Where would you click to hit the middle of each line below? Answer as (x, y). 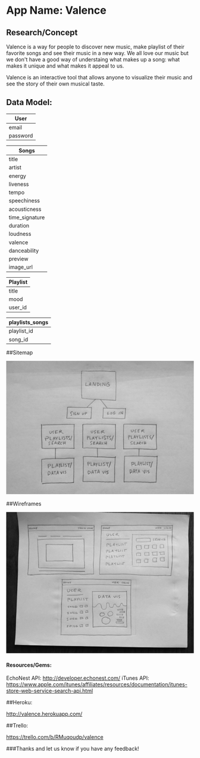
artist (15, 167)
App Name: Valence (57, 10)
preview (18, 259)
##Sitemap (20, 352)
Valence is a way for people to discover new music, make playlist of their (95, 47)
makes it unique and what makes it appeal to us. (65, 66)
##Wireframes (24, 504)
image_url (21, 267)
